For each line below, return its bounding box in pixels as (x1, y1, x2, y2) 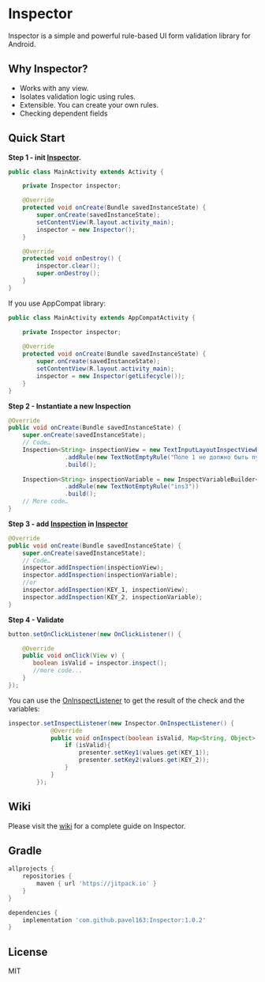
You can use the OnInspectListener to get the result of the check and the (8, 696, 244, 705)
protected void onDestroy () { (22, 255, 122, 263)
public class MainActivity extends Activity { (8, 168, 164, 176)
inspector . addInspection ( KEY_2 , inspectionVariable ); (22, 593, 203, 601)
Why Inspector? (8, 63, 88, 76)
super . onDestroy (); (36, 270, 101, 278)
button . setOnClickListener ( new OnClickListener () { (8, 630, 181, 638)
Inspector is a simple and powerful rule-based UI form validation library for (8, 31, 251, 40)
